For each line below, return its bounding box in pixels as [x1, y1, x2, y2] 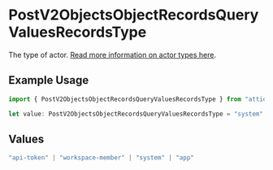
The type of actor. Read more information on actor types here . [8, 50, 217, 59]
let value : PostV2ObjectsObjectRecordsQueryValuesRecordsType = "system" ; [8, 110, 267, 118]
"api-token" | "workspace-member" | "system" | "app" [8, 154, 195, 162]
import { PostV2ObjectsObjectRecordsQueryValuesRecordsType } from [8, 95, 242, 103]
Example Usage [8, 73, 89, 87]
